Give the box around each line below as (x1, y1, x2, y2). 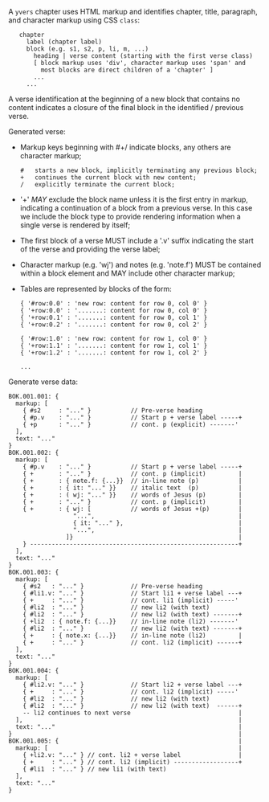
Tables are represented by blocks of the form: (19, 284, 172, 293)
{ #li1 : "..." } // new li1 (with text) (22, 765, 167, 773)
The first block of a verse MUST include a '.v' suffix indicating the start (19, 236, 255, 245)
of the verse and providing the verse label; (19, 244, 161, 254)
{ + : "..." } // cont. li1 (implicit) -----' (22, 596, 239, 604)
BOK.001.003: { (8, 568, 59, 576)
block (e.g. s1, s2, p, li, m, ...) (26, 45, 149, 53)
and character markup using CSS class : (8, 15, 141, 25)
